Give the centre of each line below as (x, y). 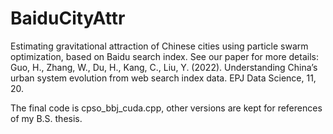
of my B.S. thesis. (46, 118)
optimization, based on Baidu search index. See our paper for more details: (164, 56)
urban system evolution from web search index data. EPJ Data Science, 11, (163, 78)
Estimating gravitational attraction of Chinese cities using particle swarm (159, 46)
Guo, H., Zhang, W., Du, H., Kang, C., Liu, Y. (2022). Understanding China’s (164, 67)
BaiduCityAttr (68, 18)
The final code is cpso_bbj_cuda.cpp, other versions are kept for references (166, 108)
